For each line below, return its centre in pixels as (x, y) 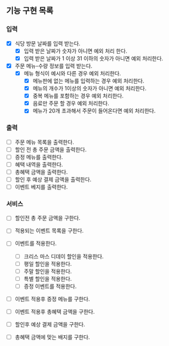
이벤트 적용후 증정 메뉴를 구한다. (52, 299)
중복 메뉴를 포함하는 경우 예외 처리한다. (78, 96)
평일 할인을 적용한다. (48, 264)
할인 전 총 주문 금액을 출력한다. (50, 149)
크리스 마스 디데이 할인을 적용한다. (64, 256)
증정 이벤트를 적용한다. (50, 286)
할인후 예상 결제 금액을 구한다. (50, 324)
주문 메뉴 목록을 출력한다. (44, 142)
